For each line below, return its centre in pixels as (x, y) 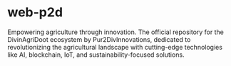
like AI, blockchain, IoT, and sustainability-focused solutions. (96, 55)
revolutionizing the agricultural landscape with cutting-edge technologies (115, 47)
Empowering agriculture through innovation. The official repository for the (116, 32)
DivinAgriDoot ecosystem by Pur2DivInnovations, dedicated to (99, 39)
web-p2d (35, 12)
